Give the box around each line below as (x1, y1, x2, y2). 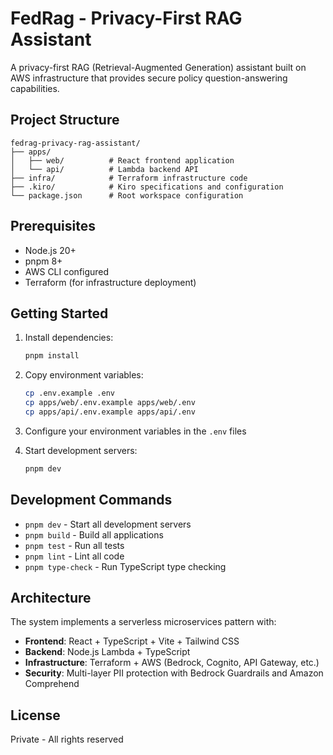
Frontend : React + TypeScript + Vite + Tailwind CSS (24, 635, 240, 647)
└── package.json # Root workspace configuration (10, 190, 244, 201)
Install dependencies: (24, 332, 114, 344)
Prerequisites (10, 218, 96, 235)
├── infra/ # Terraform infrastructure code (10, 173, 248, 183)
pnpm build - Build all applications (24, 528, 164, 541)
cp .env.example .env (24, 388, 115, 399)
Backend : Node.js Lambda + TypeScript (24, 646, 191, 658)
